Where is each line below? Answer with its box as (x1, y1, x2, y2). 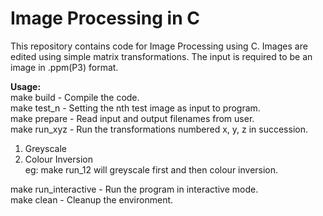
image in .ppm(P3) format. (10, 61, 119, 73)
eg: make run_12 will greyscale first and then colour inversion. (24, 163, 279, 176)
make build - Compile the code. (10, 91, 140, 103)
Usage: (10, 80, 42, 92)
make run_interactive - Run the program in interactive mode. (10, 183, 259, 195)
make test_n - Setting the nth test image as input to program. (10, 102, 261, 114)
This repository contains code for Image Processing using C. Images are (10, 40, 308, 52)
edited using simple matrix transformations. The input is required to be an (10, 50, 313, 62)
